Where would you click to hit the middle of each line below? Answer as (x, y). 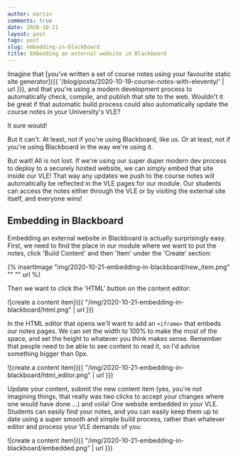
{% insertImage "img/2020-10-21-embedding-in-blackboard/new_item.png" (119, 267)
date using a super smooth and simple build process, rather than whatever (116, 419)
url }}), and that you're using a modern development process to (100, 89)
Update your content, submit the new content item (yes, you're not (105, 389)
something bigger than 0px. (48, 354)
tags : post (23, 41)
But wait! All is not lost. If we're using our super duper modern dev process (117, 160)
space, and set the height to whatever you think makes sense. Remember (115, 338)
